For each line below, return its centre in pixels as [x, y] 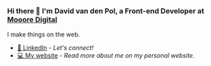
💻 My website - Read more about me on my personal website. [106, 56]
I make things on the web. [44, 34]
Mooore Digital [32, 19]
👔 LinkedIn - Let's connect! [55, 48]
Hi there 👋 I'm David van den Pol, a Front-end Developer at [106, 11]
